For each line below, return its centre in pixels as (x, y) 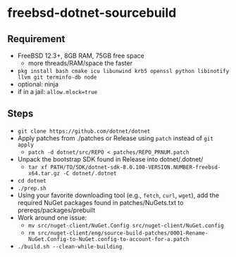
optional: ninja (38, 84)
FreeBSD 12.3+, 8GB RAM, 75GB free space (81, 55)
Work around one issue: (52, 217)
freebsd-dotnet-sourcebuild (92, 13)
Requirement (36, 39)
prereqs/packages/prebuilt (56, 210)
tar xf (38, 167)
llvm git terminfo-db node (57, 77)
